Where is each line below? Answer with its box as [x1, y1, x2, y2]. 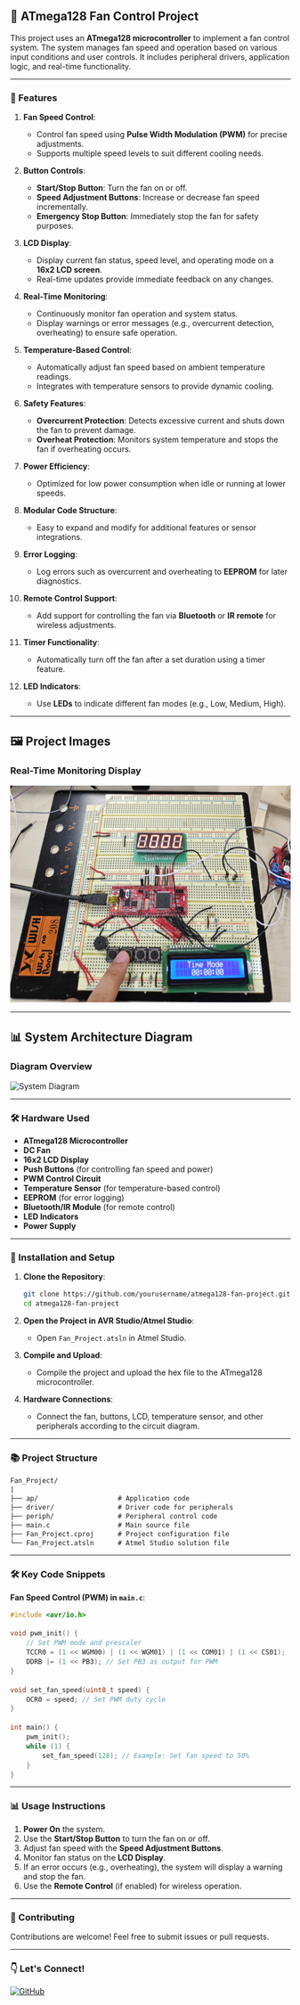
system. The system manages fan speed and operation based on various [10, 42, 278, 53]
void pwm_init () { [10, 1629, 78, 1638]
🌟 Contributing [10, 1911, 75, 1923]
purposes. [36, 220, 74, 232]
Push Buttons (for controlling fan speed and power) [22, 1164, 214, 1174]
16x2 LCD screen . [36, 265, 103, 275]
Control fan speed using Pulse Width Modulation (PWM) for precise [36, 129, 288, 140]
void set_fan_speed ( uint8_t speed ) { [10, 1685, 150, 1694]
